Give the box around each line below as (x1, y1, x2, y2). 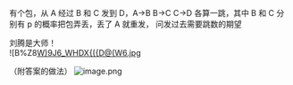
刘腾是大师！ (9, 38, 56, 48)
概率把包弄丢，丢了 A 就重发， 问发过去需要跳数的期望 (41, 19, 242, 29)
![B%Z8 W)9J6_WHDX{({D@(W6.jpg (9, 48, 141, 58)
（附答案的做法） (9, 66, 72, 76)
